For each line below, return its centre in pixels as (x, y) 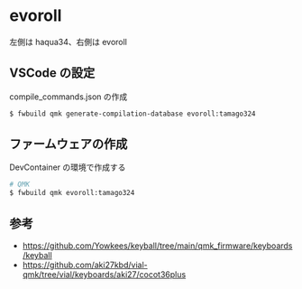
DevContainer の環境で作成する (68, 167)
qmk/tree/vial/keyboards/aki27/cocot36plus (104, 275)
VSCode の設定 (52, 73)
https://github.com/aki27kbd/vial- (85, 265)
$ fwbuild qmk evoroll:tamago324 (72, 193)
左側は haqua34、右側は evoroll (69, 42)
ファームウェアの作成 (69, 144)
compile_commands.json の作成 (69, 97)
